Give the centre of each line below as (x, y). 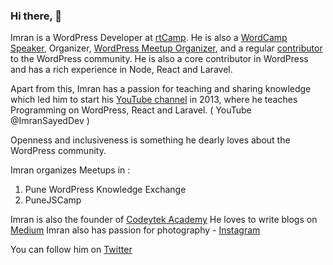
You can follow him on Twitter (71, 250)
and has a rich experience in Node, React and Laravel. (121, 70)
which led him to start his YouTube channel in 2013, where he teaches (154, 100)
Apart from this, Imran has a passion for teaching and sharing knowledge (161, 89)
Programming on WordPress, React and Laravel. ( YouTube (131, 110)
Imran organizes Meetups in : (70, 170)
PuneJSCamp (53, 200)
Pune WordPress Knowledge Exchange (105, 190)
